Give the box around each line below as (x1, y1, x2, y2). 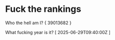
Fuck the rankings (5, 3, 81, 15)
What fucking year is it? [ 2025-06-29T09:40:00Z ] (5, 29, 111, 35)
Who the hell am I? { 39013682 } (5, 20, 71, 26)
